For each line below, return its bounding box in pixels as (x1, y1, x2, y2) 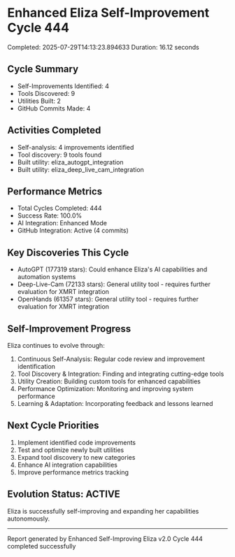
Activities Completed (7, 125, 101, 136)
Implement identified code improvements (17, 438, 136, 446)
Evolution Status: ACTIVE (7, 488, 120, 500)
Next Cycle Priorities (7, 420, 99, 432)
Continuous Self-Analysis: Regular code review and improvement (17, 355, 205, 363)
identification (17, 362, 56, 370)
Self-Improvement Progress (7, 323, 131, 334)
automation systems (17, 273, 76, 281)
